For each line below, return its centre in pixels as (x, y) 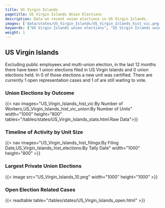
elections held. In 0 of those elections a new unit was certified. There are (79, 75)
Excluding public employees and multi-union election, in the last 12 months (81, 64)
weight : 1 (15, 33)
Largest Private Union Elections (43, 166)
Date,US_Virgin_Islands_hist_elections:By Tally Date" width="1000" (73, 148)
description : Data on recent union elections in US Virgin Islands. (77, 19)
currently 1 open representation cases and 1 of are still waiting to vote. (76, 80)
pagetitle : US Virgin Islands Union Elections (54, 14)
